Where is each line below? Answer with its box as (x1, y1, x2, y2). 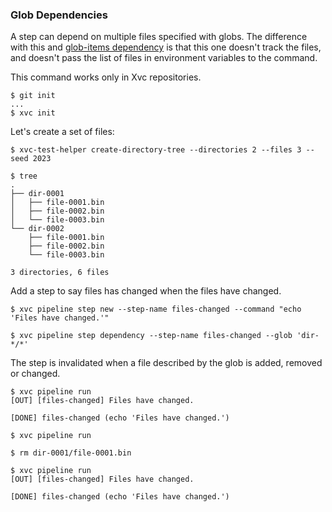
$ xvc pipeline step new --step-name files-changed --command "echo (10, 304, 302, 315)
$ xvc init (10, 108, 56, 118)
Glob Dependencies (10, 8, 108, 22)
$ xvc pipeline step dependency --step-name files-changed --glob (10, 331, 293, 341)
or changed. (10, 368, 61, 380)
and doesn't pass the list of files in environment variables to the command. (10, 52, 318, 64)
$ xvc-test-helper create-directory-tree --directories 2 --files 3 (10, 145, 302, 155)
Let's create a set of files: (10, 126, 115, 138)
